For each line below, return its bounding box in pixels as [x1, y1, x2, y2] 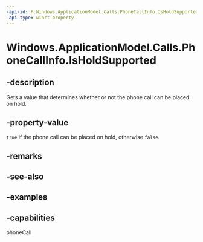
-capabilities [6, 212, 56, 223]
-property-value [6, 117, 69, 128]
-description [6, 77, 54, 88]
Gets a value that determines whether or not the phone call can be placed [6, 93, 190, 100]
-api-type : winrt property [6, 15, 74, 21]
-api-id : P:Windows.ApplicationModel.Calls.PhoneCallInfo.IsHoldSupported [6, 8, 199, 15]
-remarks [6, 151, 42, 161]
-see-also [6, 172, 44, 182]
